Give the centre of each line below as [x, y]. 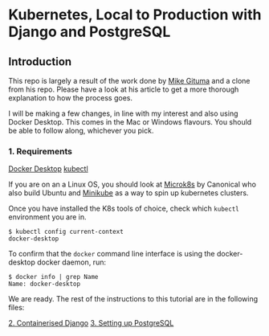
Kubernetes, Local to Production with [135, 15]
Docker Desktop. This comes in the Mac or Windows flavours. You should [130, 122]
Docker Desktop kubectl [48, 169]
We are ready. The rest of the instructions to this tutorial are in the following [133, 299]
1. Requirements [41, 151]
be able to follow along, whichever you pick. [81, 131]
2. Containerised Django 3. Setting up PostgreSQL [91, 323]
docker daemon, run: [72, 262]
